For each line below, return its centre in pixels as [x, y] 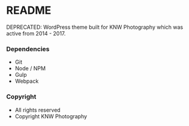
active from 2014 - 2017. [36, 33]
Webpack [27, 81]
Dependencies [28, 49]
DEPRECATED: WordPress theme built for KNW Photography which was [95, 27]
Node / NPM [30, 68]
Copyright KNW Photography [51, 116]
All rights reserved [38, 110]
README [29, 10]
